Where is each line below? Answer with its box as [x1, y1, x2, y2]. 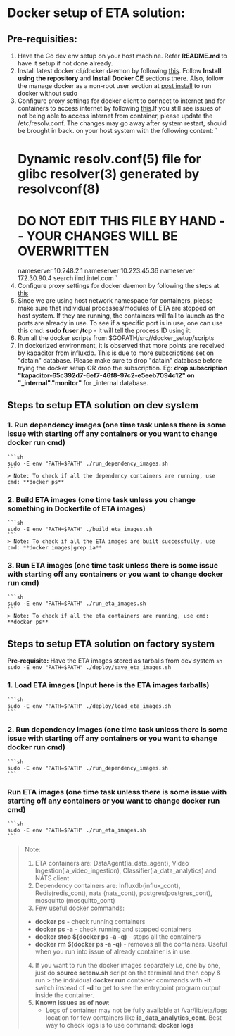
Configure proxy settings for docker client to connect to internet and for [17, 96, 226, 105]
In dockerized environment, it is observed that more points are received [17, 342, 225, 350]
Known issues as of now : [34, 999, 110, 1007]
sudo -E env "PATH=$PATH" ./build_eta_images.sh [7, 526, 153, 533]
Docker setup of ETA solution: [7, 5, 185, 21]
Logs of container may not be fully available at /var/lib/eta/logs [45, 1006, 227, 1015]
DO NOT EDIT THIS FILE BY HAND [17, 213, 217, 230]
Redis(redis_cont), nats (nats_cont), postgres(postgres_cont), [34, 889, 212, 897]
